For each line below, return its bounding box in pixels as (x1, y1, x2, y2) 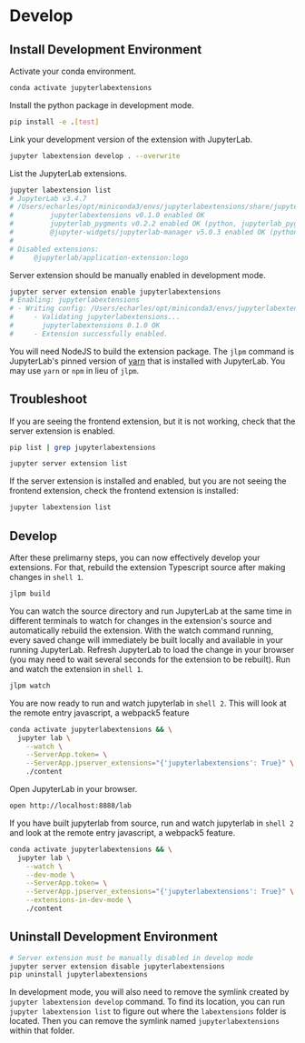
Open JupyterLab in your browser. (9, 784, 138, 794)
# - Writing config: (9, 304, 88, 314)
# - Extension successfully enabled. (9, 329, 169, 338)
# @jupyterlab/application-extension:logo (9, 253, 189, 262)
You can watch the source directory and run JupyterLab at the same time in (9, 606, 292, 617)
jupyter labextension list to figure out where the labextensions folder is (9, 1006, 287, 1017)
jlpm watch (9, 681, 51, 690)
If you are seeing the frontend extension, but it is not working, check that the (9, 416, 296, 426)
